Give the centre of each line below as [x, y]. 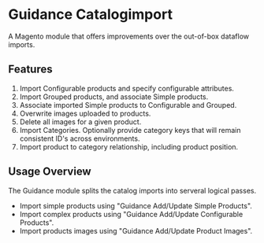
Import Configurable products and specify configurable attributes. [127, 88]
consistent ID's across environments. [80, 138]
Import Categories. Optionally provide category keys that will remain [130, 130]
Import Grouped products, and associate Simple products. [114, 97]
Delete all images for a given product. [80, 121]
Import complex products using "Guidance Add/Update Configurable [131, 214]
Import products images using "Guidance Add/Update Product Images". [136, 230]
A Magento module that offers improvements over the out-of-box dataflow [129, 36]
